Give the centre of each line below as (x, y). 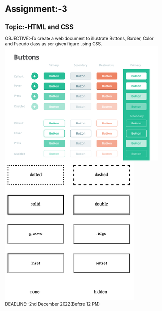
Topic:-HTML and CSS (40, 27)
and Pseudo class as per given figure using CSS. (54, 44)
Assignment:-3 (36, 9)
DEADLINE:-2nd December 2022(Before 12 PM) (53, 304)
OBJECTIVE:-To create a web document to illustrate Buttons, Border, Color (79, 38)
